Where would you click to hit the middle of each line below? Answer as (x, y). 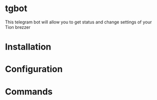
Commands (29, 91)
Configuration (34, 69)
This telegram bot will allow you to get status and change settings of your (78, 22)
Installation (28, 47)
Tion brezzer (18, 27)
